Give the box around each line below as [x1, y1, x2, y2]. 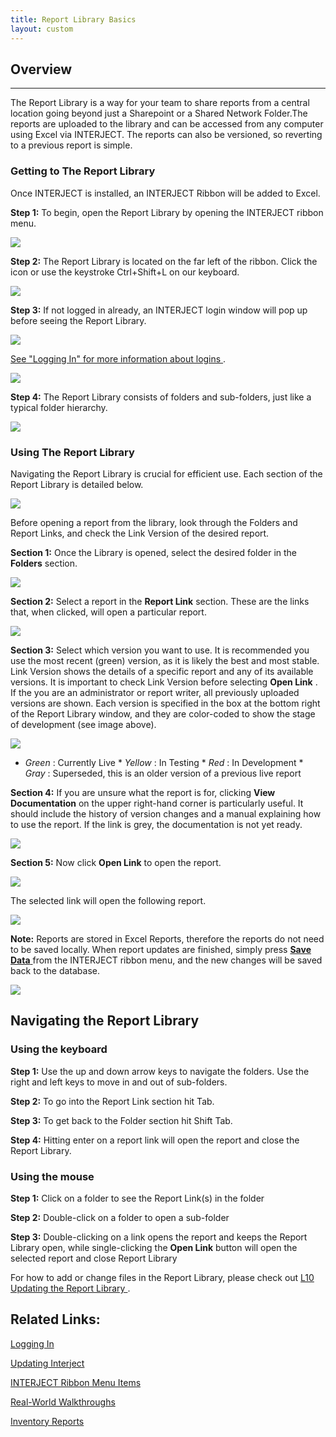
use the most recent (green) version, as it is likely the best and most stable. [10, 654, 320, 666]
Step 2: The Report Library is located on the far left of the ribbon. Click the [10, 255, 318, 267]
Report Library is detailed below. [10, 478, 144, 490]
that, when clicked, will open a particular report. [10, 606, 207, 618]
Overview [10, 61, 73, 78]
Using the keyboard [10, 1042, 108, 1056]
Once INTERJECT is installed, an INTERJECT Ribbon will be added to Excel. [10, 187, 321, 199]
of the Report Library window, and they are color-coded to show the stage [10, 707, 316, 720]
